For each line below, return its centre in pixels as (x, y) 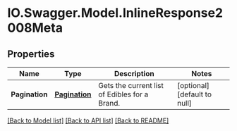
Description (134, 74)
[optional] (194, 86)
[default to (194, 94)
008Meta (35, 28)
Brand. (109, 103)
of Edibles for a (123, 94)
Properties (31, 54)
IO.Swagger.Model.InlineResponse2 (115, 13)
